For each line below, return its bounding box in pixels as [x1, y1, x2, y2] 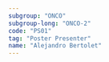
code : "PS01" [8, 27, 52, 35]
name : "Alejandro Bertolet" [8, 42, 103, 50]
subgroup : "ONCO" [8, 11, 67, 20]
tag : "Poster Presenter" [8, 34, 91, 43]
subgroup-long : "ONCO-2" [8, 19, 91, 27]
